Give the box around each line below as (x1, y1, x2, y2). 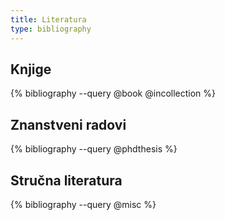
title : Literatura (10, 14, 87, 25)
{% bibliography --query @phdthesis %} (10, 143, 178, 155)
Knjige (10, 61, 52, 78)
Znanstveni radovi (10, 116, 127, 133)
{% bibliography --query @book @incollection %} (10, 87, 217, 100)
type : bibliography (10, 24, 92, 34)
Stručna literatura (10, 172, 123, 189)
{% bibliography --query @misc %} (10, 198, 157, 210)
